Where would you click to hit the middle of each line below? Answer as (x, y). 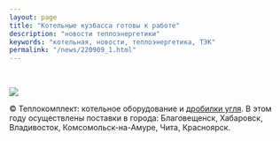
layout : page (33, 17)
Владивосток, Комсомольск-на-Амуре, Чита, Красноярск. (120, 128)
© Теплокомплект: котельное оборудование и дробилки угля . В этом (140, 109)
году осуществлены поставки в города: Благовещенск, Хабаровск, (136, 118)
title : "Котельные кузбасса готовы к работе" (94, 26)
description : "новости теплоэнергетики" (85, 33)
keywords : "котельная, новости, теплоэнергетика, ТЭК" (113, 42)
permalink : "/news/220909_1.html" (73, 50)
